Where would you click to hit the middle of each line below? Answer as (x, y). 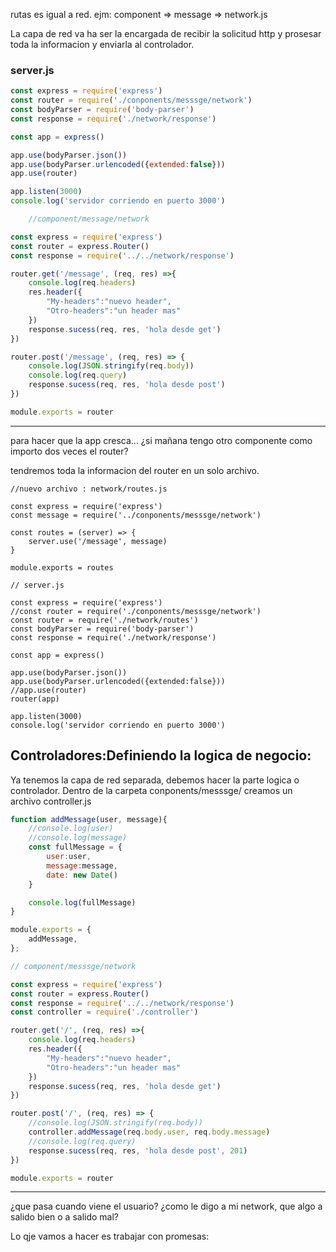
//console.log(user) (71, 829)
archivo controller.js (51, 801)
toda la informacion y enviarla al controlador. (102, 44)
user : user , (69, 857)
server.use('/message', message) (98, 541)
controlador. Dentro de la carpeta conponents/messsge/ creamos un (151, 790)
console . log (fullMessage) (82, 902)
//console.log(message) (78, 838)
